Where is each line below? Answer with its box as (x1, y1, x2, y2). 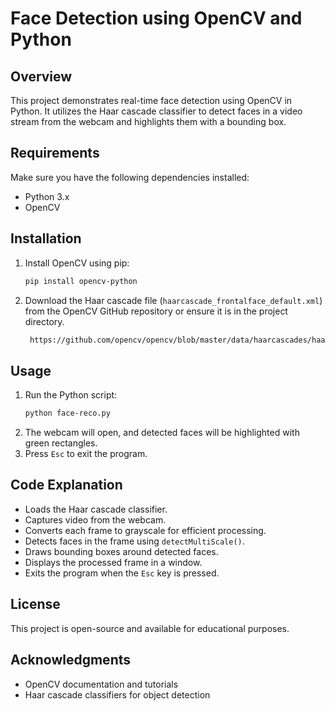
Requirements (10, 145, 100, 162)
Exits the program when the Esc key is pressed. (24, 567, 220, 579)
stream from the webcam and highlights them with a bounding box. (10, 116, 287, 127)
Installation (10, 230, 82, 247)
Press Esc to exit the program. (24, 448, 148, 460)
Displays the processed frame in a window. (24, 556, 203, 568)
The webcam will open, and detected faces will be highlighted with (24, 427, 300, 439)
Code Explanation (10, 477, 123, 494)
